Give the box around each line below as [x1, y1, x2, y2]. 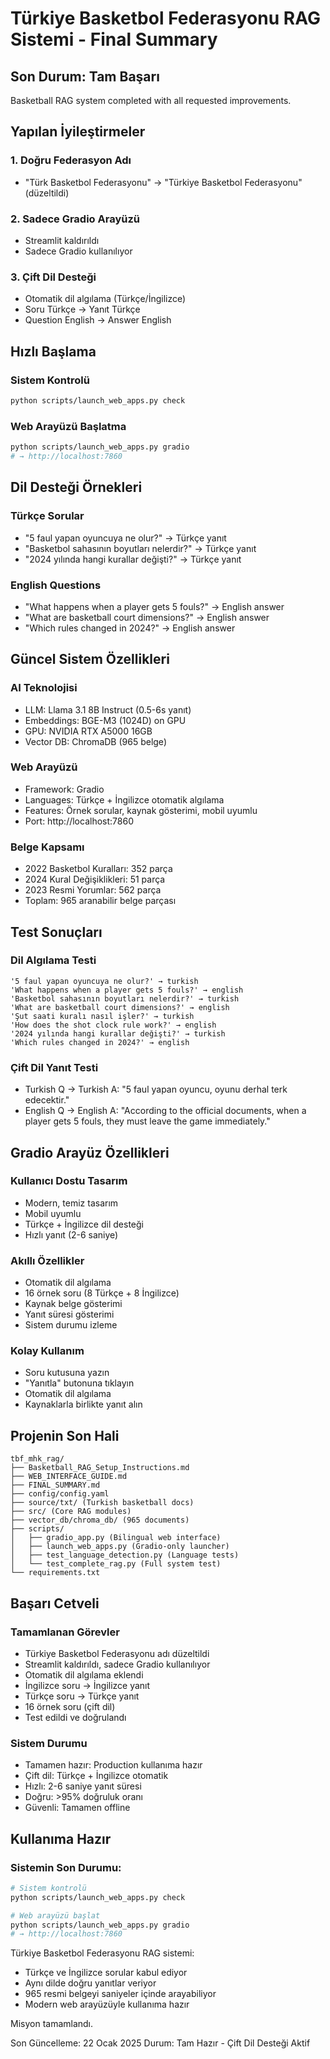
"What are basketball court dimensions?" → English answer [24, 611, 270, 623]
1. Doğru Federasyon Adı [10, 153, 132, 167]
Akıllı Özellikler [10, 1253, 85, 1267]
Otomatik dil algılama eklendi [24, 1668, 144, 1681]
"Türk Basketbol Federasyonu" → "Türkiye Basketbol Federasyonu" [24, 176, 303, 188]
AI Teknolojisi [10, 681, 78, 695]
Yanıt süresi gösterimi [24, 1308, 115, 1321]
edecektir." [24, 1094, 70, 1106]
